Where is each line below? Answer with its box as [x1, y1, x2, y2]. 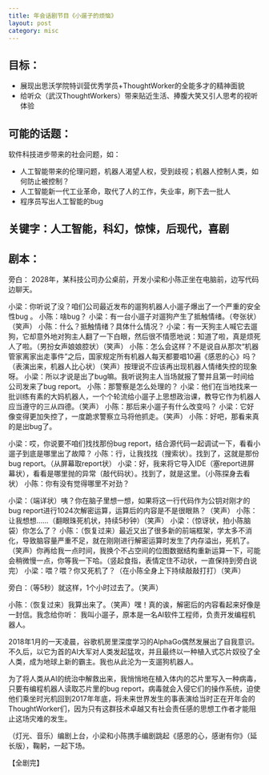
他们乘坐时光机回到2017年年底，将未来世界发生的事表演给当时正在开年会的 [8, 694, 255, 704]
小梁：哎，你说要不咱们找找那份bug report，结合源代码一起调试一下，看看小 [8, 439, 261, 448]
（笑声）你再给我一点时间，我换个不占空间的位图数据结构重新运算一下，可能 [8, 546, 261, 556]
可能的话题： [8, 126, 72, 140]
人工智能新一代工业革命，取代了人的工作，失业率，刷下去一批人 [19, 187, 231, 196]
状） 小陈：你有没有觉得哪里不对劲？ [8, 479, 130, 488]
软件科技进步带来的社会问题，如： [8, 150, 121, 159]
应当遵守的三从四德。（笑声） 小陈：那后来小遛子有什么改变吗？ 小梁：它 [8, 402, 247, 412]
